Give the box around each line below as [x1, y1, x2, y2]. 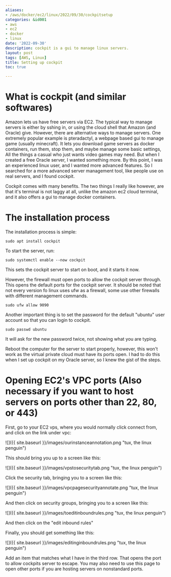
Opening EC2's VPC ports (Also [5, 374, 142, 386]
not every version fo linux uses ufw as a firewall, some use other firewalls [5, 287, 160, 293]
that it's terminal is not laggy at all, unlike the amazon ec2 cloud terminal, [5, 189, 159, 195]
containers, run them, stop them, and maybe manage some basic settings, [5, 146, 162, 152]
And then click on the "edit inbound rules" [5, 520, 93, 526]
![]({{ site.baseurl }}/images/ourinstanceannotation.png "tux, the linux [5, 439, 152, 446]
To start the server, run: [5, 248, 55, 254]
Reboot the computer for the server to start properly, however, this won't [5, 346, 158, 352]
